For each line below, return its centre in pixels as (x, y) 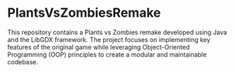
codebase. (23, 62)
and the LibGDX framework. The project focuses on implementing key (109, 39)
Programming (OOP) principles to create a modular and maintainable (107, 55)
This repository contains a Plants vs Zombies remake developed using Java (117, 32)
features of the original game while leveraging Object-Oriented (99, 47)
